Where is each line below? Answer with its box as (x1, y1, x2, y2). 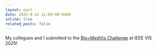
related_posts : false (5, 21, 51, 26)
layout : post (5, 7, 33, 12)
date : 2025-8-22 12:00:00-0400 (5, 12, 71, 17)
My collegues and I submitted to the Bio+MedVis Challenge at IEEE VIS (5, 35, 152, 41)
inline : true (5, 16, 33, 21)
